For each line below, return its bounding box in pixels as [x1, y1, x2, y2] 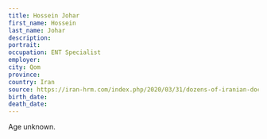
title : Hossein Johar [8, 11, 80, 20]
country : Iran [8, 78, 56, 86]
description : [8, 33, 52, 42]
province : [8, 71, 41, 79]
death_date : [8, 100, 48, 108]
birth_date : [8, 93, 48, 101]
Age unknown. [8, 122, 56, 132]
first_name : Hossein [8, 19, 77, 27]
